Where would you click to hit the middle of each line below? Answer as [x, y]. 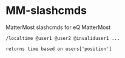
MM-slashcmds [46, 11]
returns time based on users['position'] [59, 49]
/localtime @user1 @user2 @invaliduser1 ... [63, 38]
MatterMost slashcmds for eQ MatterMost [58, 27]
